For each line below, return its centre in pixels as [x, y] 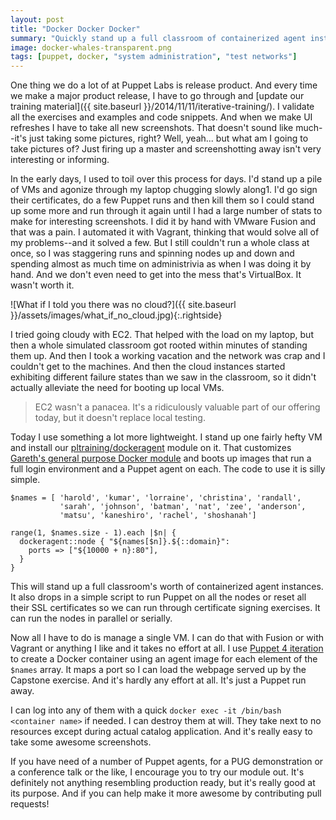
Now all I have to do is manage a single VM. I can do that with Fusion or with [167, 638]
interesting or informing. [60, 160]
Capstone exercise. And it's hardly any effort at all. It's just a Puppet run [158, 680]
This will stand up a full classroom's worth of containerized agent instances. [167, 587]
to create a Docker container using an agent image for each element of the [164, 659]
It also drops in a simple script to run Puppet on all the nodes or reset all [158, 597]
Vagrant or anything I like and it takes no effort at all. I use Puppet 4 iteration [167, 648]
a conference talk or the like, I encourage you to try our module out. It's [157, 772]
